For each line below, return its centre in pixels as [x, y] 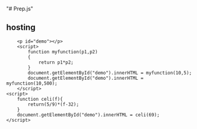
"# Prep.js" [20, 9]
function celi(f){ [40, 99]
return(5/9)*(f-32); [53, 104]
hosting [21, 27]
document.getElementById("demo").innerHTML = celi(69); [89, 115]
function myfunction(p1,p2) [63, 52]
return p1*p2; [56, 62]
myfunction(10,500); [32, 83]
